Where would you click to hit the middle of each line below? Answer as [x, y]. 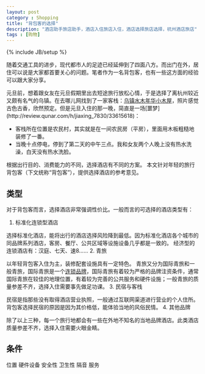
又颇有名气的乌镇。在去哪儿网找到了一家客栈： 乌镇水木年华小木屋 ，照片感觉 [103, 101]
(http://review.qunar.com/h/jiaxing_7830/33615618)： [73, 116]
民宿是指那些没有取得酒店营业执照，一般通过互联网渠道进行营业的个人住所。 [103, 299]
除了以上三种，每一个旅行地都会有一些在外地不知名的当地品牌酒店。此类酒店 [103, 320]
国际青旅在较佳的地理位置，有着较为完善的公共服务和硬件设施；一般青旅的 [100, 279]
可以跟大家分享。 [28, 80]
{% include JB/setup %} [37, 52]
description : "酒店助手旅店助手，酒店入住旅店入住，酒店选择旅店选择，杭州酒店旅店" [102, 29]
